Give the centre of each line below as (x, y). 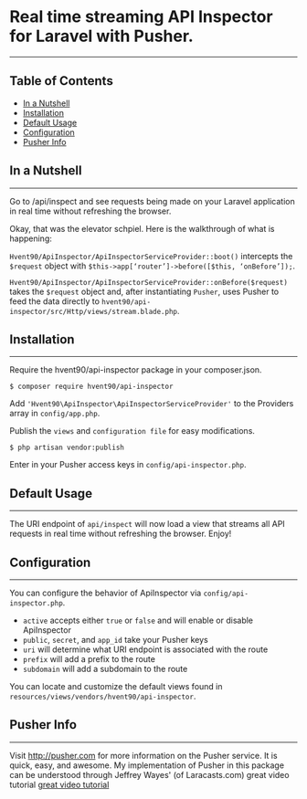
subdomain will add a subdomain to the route (105, 669)
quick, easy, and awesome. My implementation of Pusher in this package (147, 765)
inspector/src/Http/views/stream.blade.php (94, 311)
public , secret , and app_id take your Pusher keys (115, 640)
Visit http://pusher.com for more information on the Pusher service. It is (143, 755)
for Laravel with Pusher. (101, 36)
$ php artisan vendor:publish (67, 448)
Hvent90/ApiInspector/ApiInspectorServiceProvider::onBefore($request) (148, 282)
